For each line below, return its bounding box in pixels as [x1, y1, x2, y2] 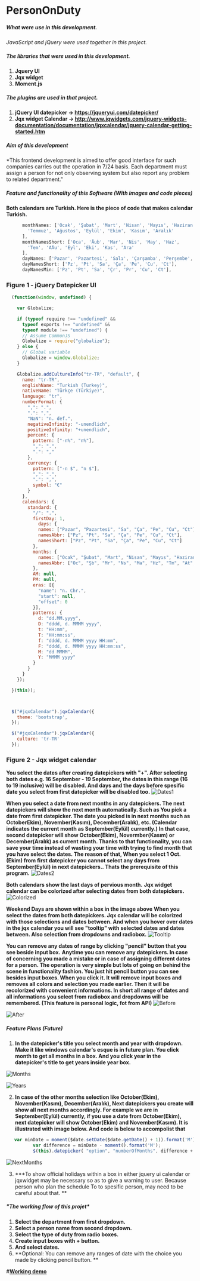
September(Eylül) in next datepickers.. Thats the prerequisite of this [6, 864, 179, 871]
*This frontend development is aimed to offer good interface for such [6, 156, 177, 164]
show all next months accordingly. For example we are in [14, 1106, 158, 1114]
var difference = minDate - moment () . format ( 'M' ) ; [32, 1142, 161, 1148]
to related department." [6, 176, 64, 183]
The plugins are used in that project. [6, 94, 98, 101]
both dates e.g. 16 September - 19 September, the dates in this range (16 [6, 776, 188, 783]
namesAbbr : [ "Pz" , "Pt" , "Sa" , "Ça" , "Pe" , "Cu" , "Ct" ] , [37, 532, 183, 538]
